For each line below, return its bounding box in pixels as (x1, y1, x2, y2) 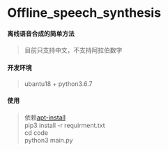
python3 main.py (24, 136, 73, 144)
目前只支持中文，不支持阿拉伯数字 (24, 46, 123, 55)
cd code (24, 128, 49, 137)
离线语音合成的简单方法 (7, 29, 75, 38)
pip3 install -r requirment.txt (24, 121, 106, 129)
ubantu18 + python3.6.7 (24, 79, 93, 88)
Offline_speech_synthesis (7, 5, 162, 21)
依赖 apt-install (24, 113, 66, 122)
